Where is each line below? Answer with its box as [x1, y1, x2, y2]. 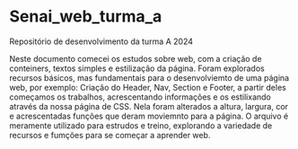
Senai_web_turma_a [9, 6, 162, 27]
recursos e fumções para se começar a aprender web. [9, 129, 211, 140]
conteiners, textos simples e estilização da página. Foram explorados [9, 63, 265, 74]
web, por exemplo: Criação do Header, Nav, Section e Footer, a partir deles [9, 82, 287, 92]
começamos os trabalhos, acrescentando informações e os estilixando [9, 92, 271, 102]
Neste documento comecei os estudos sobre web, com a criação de [9, 53, 262, 64]
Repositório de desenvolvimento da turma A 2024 [9, 36, 193, 47]
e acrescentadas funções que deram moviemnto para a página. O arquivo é [9, 110, 289, 121]
